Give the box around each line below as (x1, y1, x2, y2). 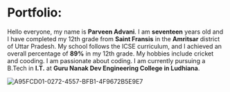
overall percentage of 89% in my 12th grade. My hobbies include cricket (7, 49, 214, 58)
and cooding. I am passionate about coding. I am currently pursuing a (7, 56, 206, 65)
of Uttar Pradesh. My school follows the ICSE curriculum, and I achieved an (7, 42, 222, 50)
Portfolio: (7, 5, 62, 21)
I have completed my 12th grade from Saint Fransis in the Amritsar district (7, 34, 220, 43)
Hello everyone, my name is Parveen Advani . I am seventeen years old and (7, 27, 224, 36)
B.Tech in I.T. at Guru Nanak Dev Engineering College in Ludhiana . (7, 64, 200, 72)
